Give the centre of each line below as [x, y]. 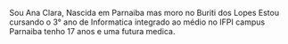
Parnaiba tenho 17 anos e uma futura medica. [92, 31]
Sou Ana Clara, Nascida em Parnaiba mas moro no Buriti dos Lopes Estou [144, 13]
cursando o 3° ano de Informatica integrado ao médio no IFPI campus [137, 22]
